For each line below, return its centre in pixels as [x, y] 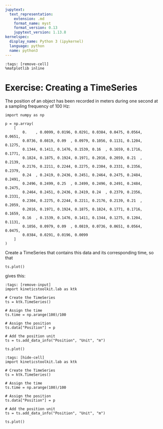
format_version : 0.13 [36, 28]
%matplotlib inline [25, 68]
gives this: [15, 276]
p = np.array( [19, 124]
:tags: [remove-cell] [27, 64]
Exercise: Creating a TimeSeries [71, 87]
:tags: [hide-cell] [25, 358]
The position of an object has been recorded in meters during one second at [81, 101]
